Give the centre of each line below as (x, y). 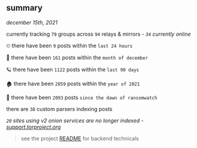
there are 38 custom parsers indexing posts (59, 109)
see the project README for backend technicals (80, 138)
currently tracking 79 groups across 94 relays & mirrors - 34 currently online (98, 34)
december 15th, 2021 (32, 22)
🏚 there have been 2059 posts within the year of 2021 (73, 84)
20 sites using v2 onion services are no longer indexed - (75, 121)
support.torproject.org (33, 127)
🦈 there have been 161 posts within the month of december (77, 57)
